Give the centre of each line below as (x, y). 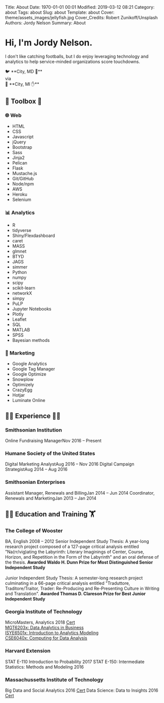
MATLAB (21, 330)
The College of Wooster (34, 531)
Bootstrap (22, 147)
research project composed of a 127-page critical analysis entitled (72, 547)
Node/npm (23, 184)
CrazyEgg (22, 390)
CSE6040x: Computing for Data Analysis (46, 638)
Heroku (20, 194)
